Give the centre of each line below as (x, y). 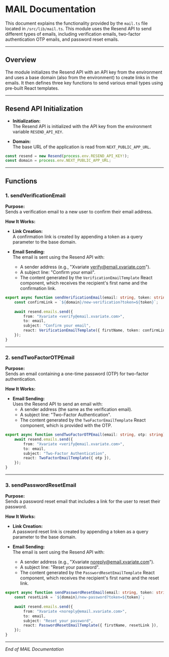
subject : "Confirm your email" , (57, 326)
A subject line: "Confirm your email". (58, 272)
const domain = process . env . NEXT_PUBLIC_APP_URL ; (58, 161)
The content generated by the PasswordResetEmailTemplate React (87, 573)
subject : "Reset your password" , (58, 621)
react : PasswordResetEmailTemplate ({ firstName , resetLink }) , (91, 625)
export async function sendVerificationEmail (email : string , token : (78, 297)
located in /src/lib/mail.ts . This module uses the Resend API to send (78, 28)
